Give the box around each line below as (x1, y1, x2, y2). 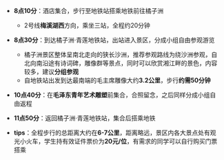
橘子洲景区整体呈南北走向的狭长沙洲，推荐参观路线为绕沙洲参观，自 (23, 51, 218, 58)
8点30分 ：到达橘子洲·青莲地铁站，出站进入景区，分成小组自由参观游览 (13, 36, 215, 44)
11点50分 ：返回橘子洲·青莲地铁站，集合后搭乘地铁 (13, 114, 156, 122)
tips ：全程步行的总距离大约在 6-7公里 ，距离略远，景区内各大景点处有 (13, 128, 210, 137)
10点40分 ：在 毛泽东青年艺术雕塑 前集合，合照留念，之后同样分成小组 (13, 91, 210, 99)
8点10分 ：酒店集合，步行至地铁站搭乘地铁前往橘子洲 (13, 7, 164, 14)
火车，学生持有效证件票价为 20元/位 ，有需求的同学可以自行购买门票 (26, 137, 218, 145)
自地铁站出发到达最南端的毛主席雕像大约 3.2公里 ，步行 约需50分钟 (23, 76, 211, 84)
